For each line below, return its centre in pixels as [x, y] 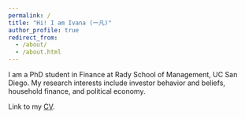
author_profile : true [44, 30]
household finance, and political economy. [77, 91]
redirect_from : [33, 37]
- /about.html [38, 52]
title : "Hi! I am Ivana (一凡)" [60, 23]
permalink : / [30, 15]
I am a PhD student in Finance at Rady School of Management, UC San [123, 74]
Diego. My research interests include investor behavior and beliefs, [117, 83]
